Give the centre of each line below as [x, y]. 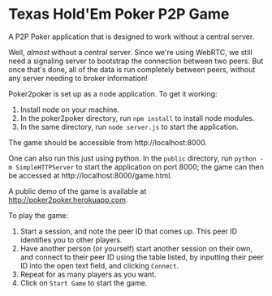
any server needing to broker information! [78, 78]
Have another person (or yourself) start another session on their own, [136, 248]
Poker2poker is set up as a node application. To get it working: [113, 93]
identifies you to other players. [71, 239]
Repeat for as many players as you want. [88, 274]
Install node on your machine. [70, 109]
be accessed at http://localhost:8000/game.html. [91, 175]
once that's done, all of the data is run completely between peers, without [132, 69]
